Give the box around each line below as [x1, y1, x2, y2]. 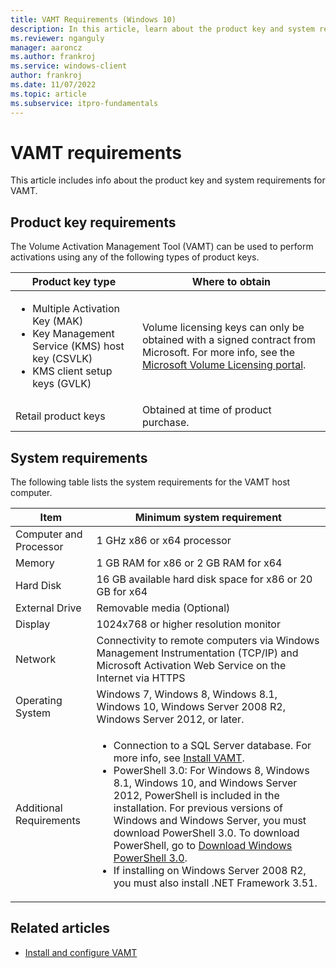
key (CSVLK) [32, 352, 93, 366]
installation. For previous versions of [113, 801, 283, 815]
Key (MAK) [32, 314, 84, 328]
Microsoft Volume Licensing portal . [141, 358, 307, 372]
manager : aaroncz [10, 42, 83, 53]
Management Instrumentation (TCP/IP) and [96, 646, 299, 660]
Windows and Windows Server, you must [113, 814, 307, 828]
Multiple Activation [32, 302, 120, 316]
